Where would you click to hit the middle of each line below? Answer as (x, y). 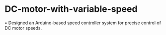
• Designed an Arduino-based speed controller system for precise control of (83, 23)
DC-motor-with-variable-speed (71, 9)
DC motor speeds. (23, 28)
